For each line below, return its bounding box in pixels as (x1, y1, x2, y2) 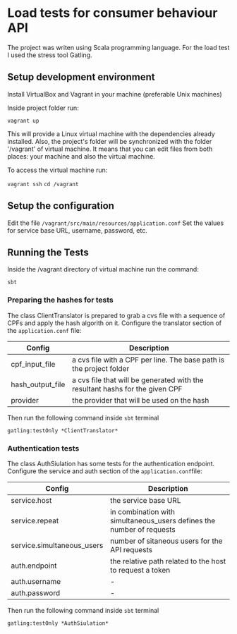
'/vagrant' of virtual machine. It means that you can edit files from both (7, 145, 213, 153)
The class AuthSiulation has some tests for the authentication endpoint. (7, 459, 215, 468)
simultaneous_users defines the (110, 516, 216, 525)
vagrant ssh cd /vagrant (7, 181, 79, 188)
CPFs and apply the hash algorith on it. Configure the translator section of (7, 319, 222, 327)
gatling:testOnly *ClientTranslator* (7, 427, 119, 434)
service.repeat (11, 516, 59, 525)
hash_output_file (11, 379, 66, 389)
